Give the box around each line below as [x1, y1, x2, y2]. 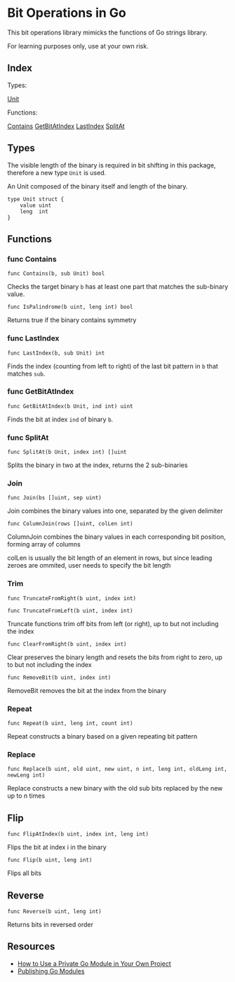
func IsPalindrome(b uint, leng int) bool [7, 304, 133, 311]
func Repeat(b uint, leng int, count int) [7, 720, 133, 727]
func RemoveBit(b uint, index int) [7, 674, 112, 681]
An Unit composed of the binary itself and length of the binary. [7, 181, 188, 191]
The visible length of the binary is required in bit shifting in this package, [7, 160, 216, 170]
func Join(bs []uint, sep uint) [7, 495, 102, 502]
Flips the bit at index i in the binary [7, 843, 107, 852]
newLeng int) [7, 772, 46, 779]
